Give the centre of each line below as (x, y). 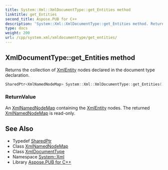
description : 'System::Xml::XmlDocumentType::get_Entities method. (77, 24)
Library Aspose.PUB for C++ (42, 162)
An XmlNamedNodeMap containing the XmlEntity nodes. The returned (77, 108)
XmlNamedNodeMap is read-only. (40, 113)
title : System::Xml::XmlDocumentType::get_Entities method (68, 10)
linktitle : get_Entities (31, 14)
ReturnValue (20, 97)
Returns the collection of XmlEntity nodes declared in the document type (80, 70)
